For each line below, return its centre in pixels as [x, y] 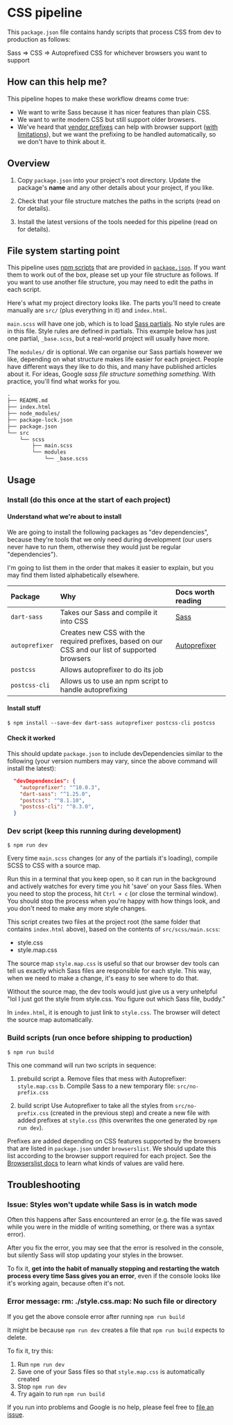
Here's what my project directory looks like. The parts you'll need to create [114, 303]
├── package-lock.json [40, 420]
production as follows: [39, 39]
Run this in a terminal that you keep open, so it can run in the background [112, 879]
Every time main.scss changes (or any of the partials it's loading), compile [113, 858]
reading [189, 601]
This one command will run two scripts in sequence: [82, 1065]
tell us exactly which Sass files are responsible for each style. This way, [110, 971]
